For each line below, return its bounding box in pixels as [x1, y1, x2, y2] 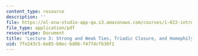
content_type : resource [6, 8, 65, 15]
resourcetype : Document [6, 30, 65, 36]
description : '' [6, 14, 46, 20]
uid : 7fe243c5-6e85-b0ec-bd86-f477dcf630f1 [6, 41, 115, 47]
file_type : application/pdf [6, 24, 75, 31]
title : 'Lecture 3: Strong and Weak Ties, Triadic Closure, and [6, 36, 167, 41]
